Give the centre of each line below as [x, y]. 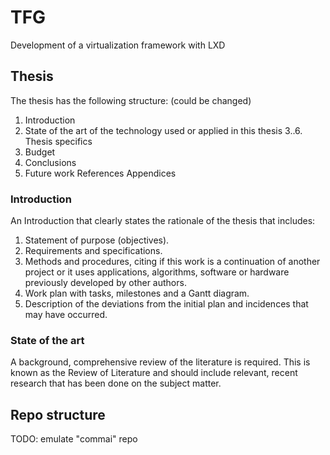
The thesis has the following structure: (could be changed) [131, 100]
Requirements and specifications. [93, 251]
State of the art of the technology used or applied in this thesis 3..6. [163, 130]
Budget [40, 152]
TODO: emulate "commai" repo [74, 439]
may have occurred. [66, 315]
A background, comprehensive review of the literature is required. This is [160, 362]
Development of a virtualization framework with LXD [118, 45]
